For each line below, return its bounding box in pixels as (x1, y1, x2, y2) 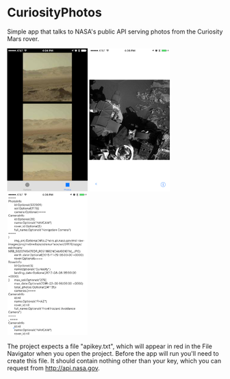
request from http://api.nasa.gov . (7, 364, 101, 372)
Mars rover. (7, 34, 40, 42)
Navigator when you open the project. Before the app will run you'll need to (7, 349, 219, 357)
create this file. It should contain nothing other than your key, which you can (7, 356, 221, 365)
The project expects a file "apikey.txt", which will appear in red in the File (7, 342, 213, 350)
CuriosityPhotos (7, 5, 103, 21)
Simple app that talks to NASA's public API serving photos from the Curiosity (7, 27, 223, 36)
